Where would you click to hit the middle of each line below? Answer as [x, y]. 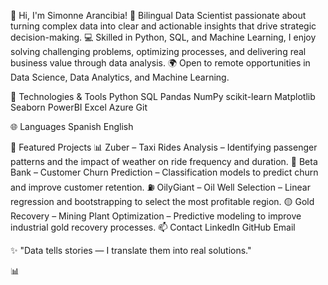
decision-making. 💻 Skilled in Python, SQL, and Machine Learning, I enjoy [163, 37]
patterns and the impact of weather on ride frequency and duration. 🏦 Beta [164, 161]
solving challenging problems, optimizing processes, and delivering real [158, 51]
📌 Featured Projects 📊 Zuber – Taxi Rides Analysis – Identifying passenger [164, 147]
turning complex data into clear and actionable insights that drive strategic [163, 26]
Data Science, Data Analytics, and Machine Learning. [120, 77]
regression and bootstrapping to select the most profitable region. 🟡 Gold [162, 201]
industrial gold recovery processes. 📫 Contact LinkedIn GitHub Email [153, 227]
